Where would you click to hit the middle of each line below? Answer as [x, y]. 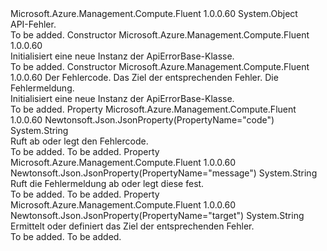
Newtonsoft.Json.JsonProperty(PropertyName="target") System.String [157, 215]
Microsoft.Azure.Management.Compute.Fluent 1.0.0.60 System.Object [154, 13]
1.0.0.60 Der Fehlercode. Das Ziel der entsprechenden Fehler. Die [144, 77]
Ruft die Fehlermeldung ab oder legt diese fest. [107, 183]
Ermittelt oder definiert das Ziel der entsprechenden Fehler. [132, 226]
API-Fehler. [33, 24]
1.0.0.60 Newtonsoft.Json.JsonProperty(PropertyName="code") [142, 120]
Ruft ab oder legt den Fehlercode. [79, 141]
